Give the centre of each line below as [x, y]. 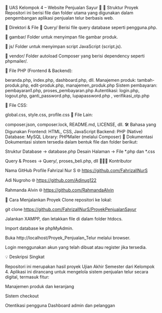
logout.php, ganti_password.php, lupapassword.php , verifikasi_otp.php [77, 96]
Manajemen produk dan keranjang [40, 286]
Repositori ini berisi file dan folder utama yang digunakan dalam [69, 13]
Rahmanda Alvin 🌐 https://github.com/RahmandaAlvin [59, 190]
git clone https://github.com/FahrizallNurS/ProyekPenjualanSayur [71, 209]
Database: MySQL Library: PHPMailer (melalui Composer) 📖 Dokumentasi [79, 137]
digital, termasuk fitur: [27, 277]
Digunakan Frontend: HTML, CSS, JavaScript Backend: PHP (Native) [74, 132]
